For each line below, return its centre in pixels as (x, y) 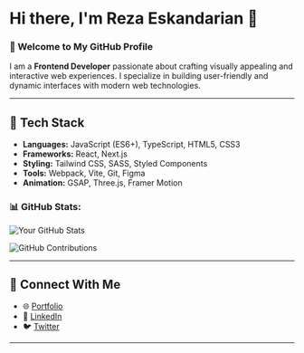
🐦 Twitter (41, 327)
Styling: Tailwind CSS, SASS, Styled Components (115, 164)
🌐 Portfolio (43, 306)
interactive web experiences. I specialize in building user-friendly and (139, 76)
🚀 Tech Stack (47, 123)
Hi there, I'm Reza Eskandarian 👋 (134, 19)
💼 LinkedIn (42, 317)
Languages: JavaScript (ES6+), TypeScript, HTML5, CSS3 (132, 145)
